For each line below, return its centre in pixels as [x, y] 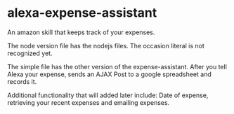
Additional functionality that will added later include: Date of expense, [108, 95]
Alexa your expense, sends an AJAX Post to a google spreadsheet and [110, 74]
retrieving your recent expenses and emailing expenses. [89, 102]
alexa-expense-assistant [82, 13]
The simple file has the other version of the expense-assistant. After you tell [117, 66]
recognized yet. [30, 53]
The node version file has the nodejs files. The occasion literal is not [106, 45]
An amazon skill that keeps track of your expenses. [81, 32]
